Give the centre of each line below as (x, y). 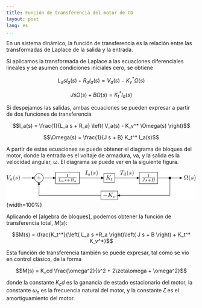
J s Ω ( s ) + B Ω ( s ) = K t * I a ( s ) (101, 95)
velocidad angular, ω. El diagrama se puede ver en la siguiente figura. (93, 162)
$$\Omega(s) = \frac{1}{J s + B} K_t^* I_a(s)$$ (101, 137)
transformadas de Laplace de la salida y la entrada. (70, 50)
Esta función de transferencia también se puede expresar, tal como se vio (98, 253)
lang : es (17, 25)
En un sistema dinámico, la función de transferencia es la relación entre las (99, 43)
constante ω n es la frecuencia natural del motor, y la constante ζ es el (93, 291)
